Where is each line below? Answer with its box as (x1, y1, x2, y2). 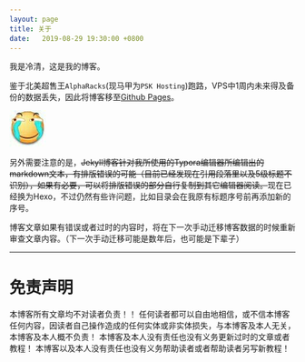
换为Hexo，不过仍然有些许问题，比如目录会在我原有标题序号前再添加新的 (16, 191, 291, 202)
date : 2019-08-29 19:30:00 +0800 (9, 34, 144, 43)
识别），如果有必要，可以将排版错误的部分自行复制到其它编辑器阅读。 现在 (9, 180, 284, 191)
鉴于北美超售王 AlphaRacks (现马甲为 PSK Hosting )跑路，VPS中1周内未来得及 (9, 80, 287, 91)
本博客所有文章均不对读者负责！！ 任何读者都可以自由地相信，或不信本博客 (9, 309, 290, 320)
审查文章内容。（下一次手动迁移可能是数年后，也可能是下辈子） (9, 233, 244, 245)
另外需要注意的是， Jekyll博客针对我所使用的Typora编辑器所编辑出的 (9, 157, 265, 168)
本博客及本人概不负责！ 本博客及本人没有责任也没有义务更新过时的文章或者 (9, 332, 290, 343)
